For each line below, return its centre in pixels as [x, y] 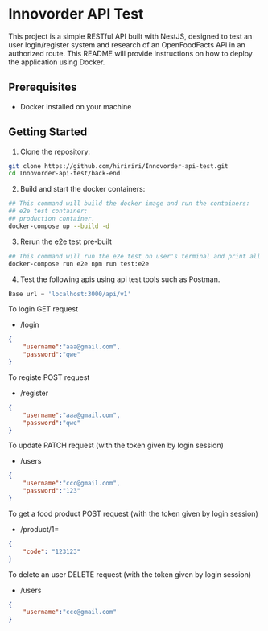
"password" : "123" [52, 491]
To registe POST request [49, 377]
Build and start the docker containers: [82, 189]
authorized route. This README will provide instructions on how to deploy [131, 53]
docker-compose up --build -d [59, 226]
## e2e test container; [48, 211]
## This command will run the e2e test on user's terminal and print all [135, 256]
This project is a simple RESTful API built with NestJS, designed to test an [130, 36]
